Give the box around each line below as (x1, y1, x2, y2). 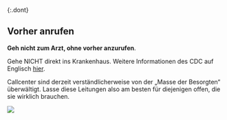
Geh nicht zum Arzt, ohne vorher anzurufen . (7, 44, 136, 52)
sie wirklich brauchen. (7, 92, 70, 100)
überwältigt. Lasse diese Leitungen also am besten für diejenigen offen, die (7, 85, 221, 93)
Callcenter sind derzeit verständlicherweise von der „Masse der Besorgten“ (7, 77, 221, 86)
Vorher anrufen (7, 25, 74, 37)
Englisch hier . (7, 64, 45, 73)
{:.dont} (7, 6, 29, 14)
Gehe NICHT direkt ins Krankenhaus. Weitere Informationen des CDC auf (7, 57, 214, 65)
